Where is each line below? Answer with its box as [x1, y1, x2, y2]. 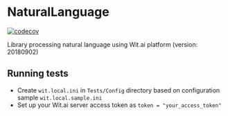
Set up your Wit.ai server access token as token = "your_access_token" [17, 101, 222, 109]
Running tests [7, 68, 69, 79]
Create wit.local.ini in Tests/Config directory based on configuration [17, 86, 220, 94]
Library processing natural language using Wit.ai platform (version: [7, 40, 198, 48]
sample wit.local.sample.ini [17, 93, 103, 101]
